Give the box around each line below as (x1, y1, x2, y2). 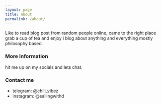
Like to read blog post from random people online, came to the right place (5, 30, 157, 36)
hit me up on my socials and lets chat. (5, 64, 83, 70)
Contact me (5, 76, 34, 83)
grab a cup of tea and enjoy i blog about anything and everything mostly (5, 35, 153, 41)
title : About (5, 12, 32, 17)
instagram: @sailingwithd (12, 93, 65, 99)
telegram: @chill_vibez (12, 88, 59, 94)
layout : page (5, 7, 32, 12)
